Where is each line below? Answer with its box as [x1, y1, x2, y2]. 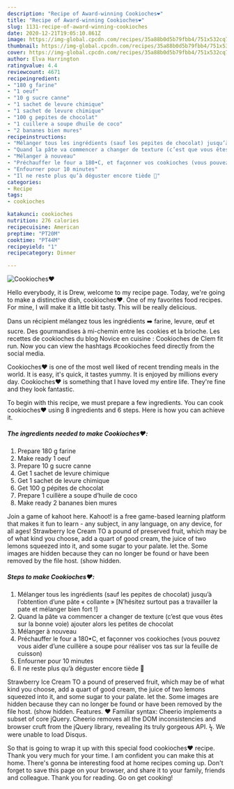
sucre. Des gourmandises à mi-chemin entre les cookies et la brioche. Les [7, 327, 221, 335]
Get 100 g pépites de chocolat [17, 484, 104, 492]
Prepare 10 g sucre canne [17, 461, 92, 470]
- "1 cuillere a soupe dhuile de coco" [7, 120, 123, 128]
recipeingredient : [7, 75, 61, 82]
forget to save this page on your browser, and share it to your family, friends [7, 766, 226, 774]
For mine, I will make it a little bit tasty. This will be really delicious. [7, 303, 197, 312]
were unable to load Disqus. [7, 730, 88, 739]
